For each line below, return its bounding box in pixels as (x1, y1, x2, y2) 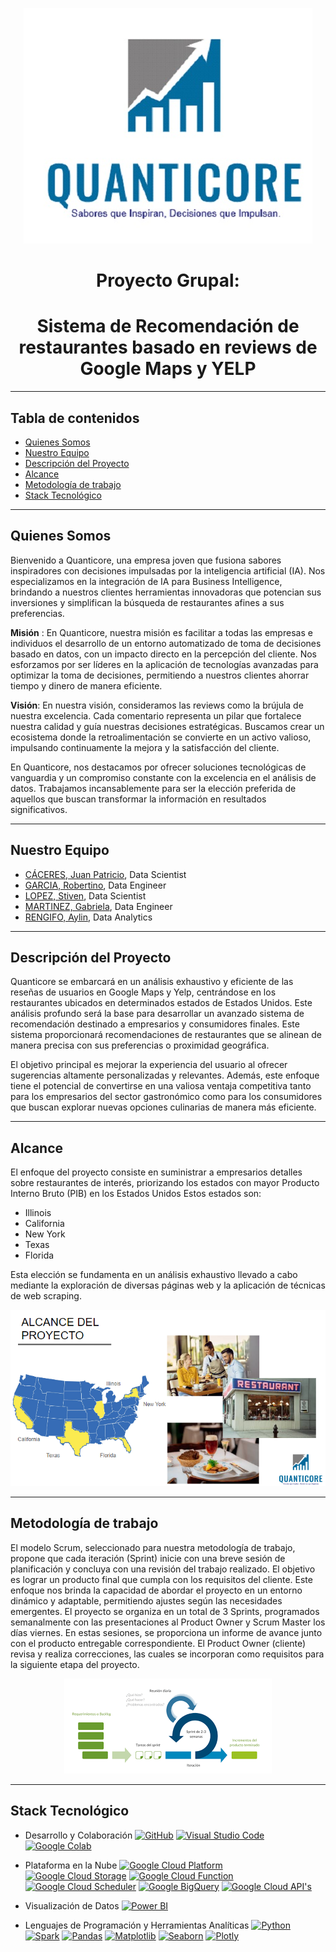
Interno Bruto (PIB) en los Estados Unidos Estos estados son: (10, 1188, 262, 1200)
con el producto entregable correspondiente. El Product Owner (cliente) (10, 1637, 307, 1649)
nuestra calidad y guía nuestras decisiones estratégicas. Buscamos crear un (10, 720, 325, 732)
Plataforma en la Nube (24, 1859, 118, 1871)
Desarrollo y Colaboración (24, 1829, 133, 1841)
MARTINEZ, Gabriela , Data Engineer (24, 900, 173, 912)
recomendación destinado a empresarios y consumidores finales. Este (10, 1018, 300, 1030)
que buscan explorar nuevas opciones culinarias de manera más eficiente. (10, 1101, 317, 1113)
